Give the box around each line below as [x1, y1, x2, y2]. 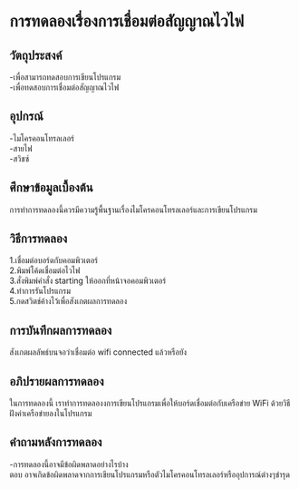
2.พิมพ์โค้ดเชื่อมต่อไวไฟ [9, 265, 81, 276]
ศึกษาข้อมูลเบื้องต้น [9, 180, 93, 196]
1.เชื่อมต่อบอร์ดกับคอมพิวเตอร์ [9, 255, 99, 266]
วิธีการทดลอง [9, 231, 68, 247]
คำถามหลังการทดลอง [9, 435, 102, 450]
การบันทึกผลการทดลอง [9, 322, 112, 337]
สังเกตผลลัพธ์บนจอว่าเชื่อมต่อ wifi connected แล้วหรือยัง [9, 347, 188, 357]
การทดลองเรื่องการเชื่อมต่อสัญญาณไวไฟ [9, 11, 245, 32]
